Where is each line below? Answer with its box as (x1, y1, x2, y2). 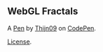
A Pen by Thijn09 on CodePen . (7, 24, 97, 32)
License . (7, 37, 32, 46)
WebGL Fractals (7, 6, 78, 17)
